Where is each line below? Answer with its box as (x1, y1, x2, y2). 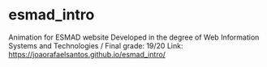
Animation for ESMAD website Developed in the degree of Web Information (8, 32, 260, 42)
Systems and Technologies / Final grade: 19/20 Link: (8, 40, 183, 50)
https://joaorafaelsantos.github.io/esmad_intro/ (8, 49, 166, 59)
